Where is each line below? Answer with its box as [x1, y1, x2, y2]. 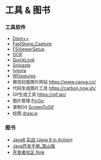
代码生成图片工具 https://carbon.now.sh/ [12, 85, 96, 91]
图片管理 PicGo [12, 98, 44, 104]
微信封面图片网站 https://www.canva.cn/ [12, 79, 96, 85]
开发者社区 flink [12, 149, 45, 155]
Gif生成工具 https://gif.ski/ [12, 92, 66, 98]
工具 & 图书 [5, 5, 51, 16]
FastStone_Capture [12, 41, 52, 47]
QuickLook [12, 57, 35, 63]
